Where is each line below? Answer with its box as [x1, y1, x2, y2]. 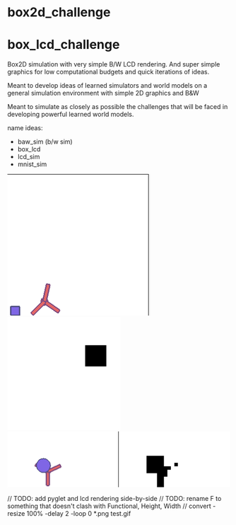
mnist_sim [17, 160, 47, 168]
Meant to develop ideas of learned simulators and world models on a [7, 81, 208, 90]
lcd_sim [17, 153, 40, 161]
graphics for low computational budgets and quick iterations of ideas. [7, 68, 210, 76]
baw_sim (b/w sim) [17, 137, 73, 146]
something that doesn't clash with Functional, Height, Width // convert [7, 502, 212, 510]
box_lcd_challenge [7, 37, 120, 53]
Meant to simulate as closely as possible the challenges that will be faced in [7, 103, 228, 111]
